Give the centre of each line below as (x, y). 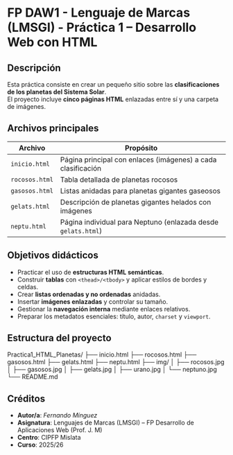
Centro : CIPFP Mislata (49, 438)
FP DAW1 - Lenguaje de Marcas (99, 13)
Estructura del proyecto (60, 338)
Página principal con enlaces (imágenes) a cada (138, 160)
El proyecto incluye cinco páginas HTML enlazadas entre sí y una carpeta (113, 99)
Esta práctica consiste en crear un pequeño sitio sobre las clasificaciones (113, 84)
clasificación (81, 168)
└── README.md (33, 377)
